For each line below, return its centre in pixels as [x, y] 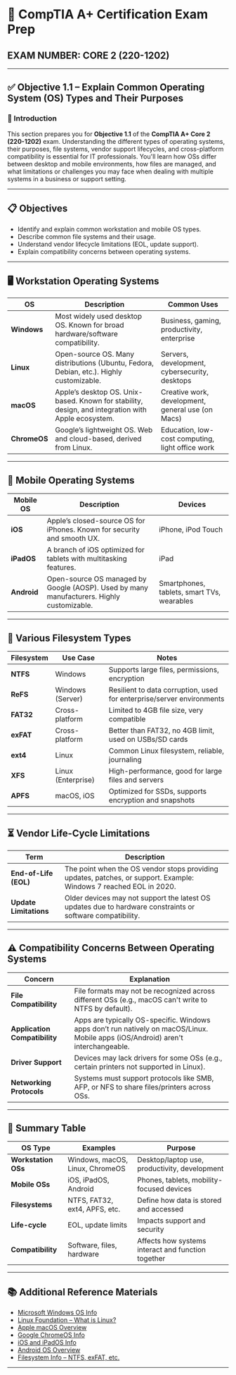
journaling [125, 759]
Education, [178, 430]
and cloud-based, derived [98, 439]
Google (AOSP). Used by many [98, 588]
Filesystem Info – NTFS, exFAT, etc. [68, 1357]
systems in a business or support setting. [67, 178]
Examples [99, 1148]
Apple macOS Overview [52, 1328]
